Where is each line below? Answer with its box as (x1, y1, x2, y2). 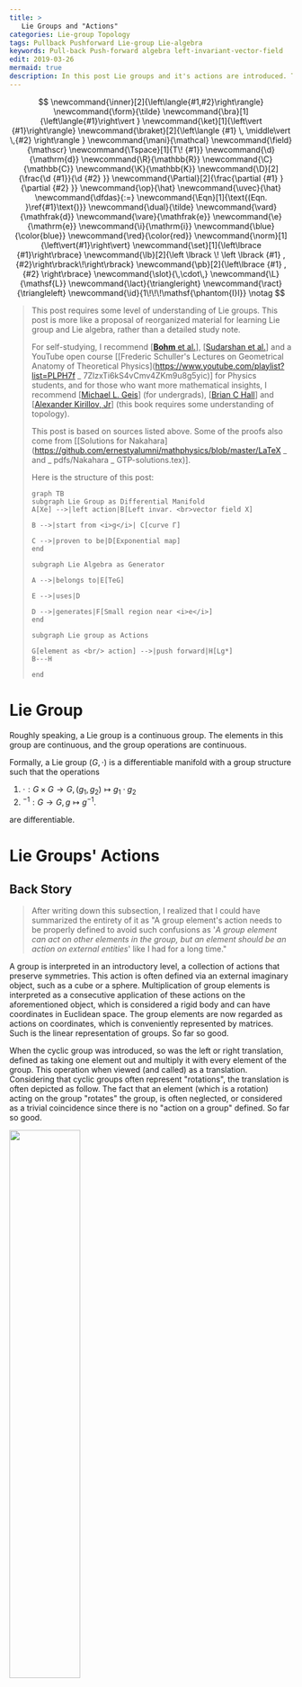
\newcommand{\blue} (193, 220, 276, 231)
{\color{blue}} (14, 230, 67, 241)
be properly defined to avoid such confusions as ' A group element (31, 924, 277, 935)
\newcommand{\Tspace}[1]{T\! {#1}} (68, 144, 204, 155)
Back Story (9, 881, 73, 897)
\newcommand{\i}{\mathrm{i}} (78, 220, 192, 231)
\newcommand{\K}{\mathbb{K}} (75, 163, 196, 174)
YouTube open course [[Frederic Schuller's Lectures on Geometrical (31, 351, 285, 361)
